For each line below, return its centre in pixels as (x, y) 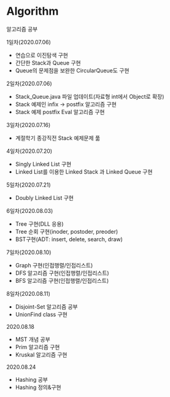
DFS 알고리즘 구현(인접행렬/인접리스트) (62, 273)
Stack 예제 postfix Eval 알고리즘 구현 (60, 112)
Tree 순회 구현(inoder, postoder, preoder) (67, 231)
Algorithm (33, 11)
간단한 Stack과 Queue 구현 (48, 63)
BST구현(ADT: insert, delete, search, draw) (69, 239)
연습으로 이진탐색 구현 (42, 55)
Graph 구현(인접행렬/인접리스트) (54, 265)
